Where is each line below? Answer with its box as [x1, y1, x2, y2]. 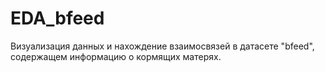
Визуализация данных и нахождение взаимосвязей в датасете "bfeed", [10, 40, 315, 52]
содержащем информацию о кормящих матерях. [10, 50, 222, 62]
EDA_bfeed [10, 7, 105, 30]
